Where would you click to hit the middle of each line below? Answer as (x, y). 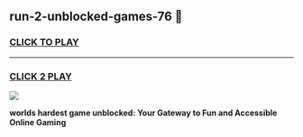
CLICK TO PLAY (44, 42)
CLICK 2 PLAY (41, 76)
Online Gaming (38, 122)
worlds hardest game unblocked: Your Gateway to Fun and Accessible (143, 113)
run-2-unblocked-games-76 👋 (96, 17)
